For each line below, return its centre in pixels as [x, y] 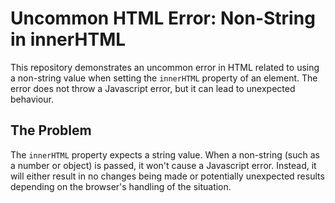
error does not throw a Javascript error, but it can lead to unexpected [153, 88]
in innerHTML [68, 39]
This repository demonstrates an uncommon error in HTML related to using [165, 67]
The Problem [51, 130]
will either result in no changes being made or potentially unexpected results [167, 176]
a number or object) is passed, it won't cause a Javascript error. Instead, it [163, 165]
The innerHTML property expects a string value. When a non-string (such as [165, 154]
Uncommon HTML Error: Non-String [163, 18]
